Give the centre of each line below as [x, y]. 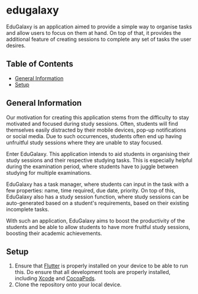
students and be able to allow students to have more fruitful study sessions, [98, 227]
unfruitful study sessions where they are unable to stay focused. [85, 142]
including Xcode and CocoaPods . [55, 279]
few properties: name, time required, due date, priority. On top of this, [91, 190]
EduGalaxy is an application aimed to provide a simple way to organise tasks [99, 27]
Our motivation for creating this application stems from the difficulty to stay [98, 117]
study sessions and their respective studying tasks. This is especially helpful [99, 160]
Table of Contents [40, 64]
